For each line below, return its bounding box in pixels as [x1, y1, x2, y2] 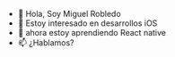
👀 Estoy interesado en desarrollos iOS [17, 18, 158, 28]
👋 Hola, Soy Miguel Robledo [17, 9, 121, 19]
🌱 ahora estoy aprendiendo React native [17, 28, 166, 37]
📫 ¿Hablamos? [17, 37, 74, 48]
